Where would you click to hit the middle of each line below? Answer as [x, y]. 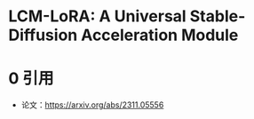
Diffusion [43, 35]
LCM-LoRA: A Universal [98, 16]
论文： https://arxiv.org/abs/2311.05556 [92, 105]
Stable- [218, 16]
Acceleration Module [159, 35]
